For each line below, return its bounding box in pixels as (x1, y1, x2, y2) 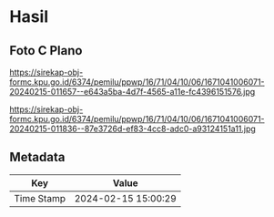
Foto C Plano (9, 43, 83, 58)
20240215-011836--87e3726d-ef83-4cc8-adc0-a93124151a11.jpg (9, 123, 257, 134)
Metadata (9, 150, 66, 165)
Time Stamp (14, 191, 66, 204)
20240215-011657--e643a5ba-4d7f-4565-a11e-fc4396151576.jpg (9, 87, 256, 97)
